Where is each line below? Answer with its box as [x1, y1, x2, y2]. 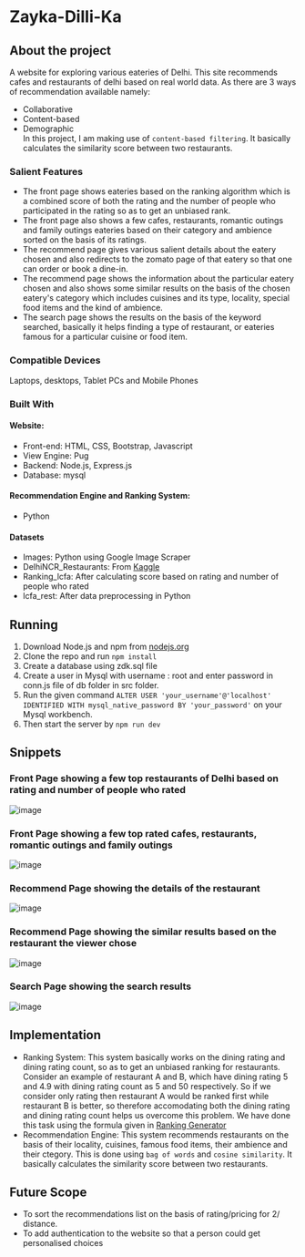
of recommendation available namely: [9, 87, 151, 97]
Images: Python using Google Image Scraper [22, 551, 191, 562]
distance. [22, 1219, 58, 1230]
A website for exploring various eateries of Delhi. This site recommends [9, 67, 278, 77]
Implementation [9, 1027, 102, 1043]
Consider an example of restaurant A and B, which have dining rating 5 [22, 1071, 289, 1082]
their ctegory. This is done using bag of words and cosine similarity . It [22, 1149, 293, 1159]
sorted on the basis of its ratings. [22, 234, 147, 245]
